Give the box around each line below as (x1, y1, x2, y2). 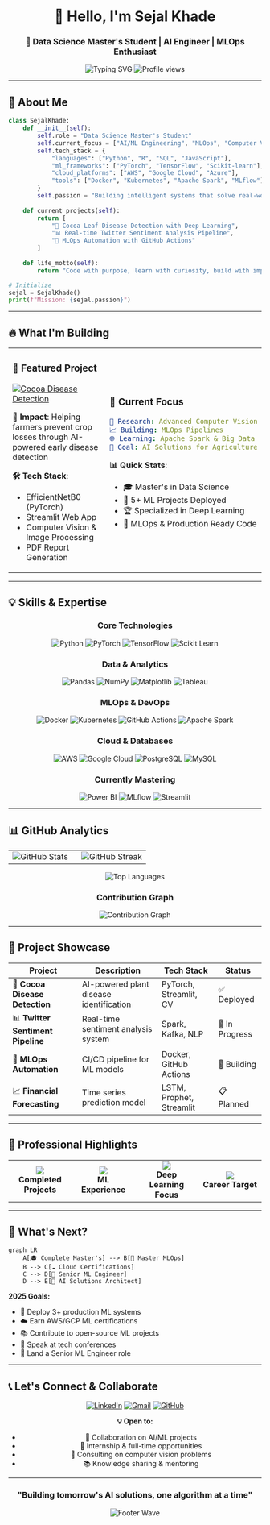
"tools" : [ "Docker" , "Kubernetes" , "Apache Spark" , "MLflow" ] (51, 177, 264, 185)
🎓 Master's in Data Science (123, 481, 230, 492)
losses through (12, 431, 69, 443)
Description (95, 965, 141, 976)
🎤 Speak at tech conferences (19, 1340, 117, 1349)
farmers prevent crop (12, 422, 92, 433)
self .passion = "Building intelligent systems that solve (37, 192, 235, 200)
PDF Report (26, 542, 70, 553)
